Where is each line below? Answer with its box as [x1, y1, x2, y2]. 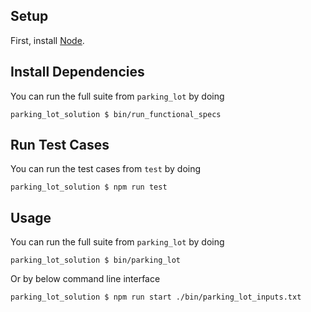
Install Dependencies [10, 64, 145, 81]
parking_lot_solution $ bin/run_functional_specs [10, 109, 222, 119]
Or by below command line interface [10, 273, 161, 285]
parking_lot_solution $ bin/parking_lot [10, 255, 182, 266]
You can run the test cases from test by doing [10, 163, 202, 175]
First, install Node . [10, 34, 85, 46]
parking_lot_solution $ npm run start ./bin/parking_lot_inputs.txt [10, 292, 302, 303]
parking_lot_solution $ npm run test [10, 182, 168, 193]
